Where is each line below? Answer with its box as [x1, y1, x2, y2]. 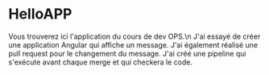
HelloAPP [8, 5, 72, 23]
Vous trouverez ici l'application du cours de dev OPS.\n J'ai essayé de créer [8, 31, 261, 41]
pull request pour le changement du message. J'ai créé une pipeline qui [8, 48, 246, 58]
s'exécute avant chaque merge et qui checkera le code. [8, 57, 193, 67]
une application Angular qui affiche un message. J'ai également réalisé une [8, 40, 259, 49]
